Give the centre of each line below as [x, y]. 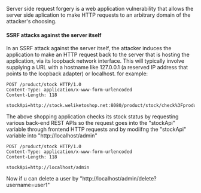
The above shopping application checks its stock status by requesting [92, 117]
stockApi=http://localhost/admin [48, 168]
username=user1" [28, 185]
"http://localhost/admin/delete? [118, 179]
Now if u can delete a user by [42, 179]
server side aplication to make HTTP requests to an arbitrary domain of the [98, 15]
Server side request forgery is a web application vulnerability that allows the [100, 9]
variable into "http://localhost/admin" [52, 136]
